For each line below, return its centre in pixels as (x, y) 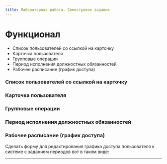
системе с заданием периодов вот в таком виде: (57, 152)
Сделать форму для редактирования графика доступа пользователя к (80, 146)
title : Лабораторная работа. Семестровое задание (58, 10)
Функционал (33, 34)
